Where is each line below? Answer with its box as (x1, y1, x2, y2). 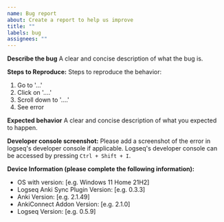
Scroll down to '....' (16, 96, 70, 104)
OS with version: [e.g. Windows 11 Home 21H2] (16, 178, 150, 186)
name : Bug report (7, 10, 57, 17)
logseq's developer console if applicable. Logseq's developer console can (7, 144, 218, 153)
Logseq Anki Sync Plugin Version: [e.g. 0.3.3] (16, 186, 146, 194)
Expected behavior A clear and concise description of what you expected (7, 116, 217, 124)
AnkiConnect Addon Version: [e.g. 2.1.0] (16, 200, 131, 208)
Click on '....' (16, 89, 52, 97)
